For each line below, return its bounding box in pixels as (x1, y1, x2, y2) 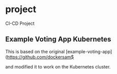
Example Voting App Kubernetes (5, 35, 111, 44)
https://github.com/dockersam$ (7, 54, 74, 60)
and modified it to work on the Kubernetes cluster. (5, 63, 111, 69)
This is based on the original (5, 48, 65, 54)
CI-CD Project (5, 20, 35, 26)
